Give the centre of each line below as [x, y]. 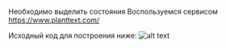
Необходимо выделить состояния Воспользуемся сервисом [113, 12]
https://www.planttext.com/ [54, 20]
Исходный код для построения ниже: [73, 36]
